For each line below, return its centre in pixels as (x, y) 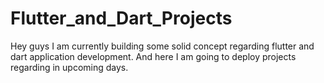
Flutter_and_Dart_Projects (121, 18)
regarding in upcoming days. (69, 67)
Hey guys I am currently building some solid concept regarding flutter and (162, 46)
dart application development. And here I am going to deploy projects (153, 56)
